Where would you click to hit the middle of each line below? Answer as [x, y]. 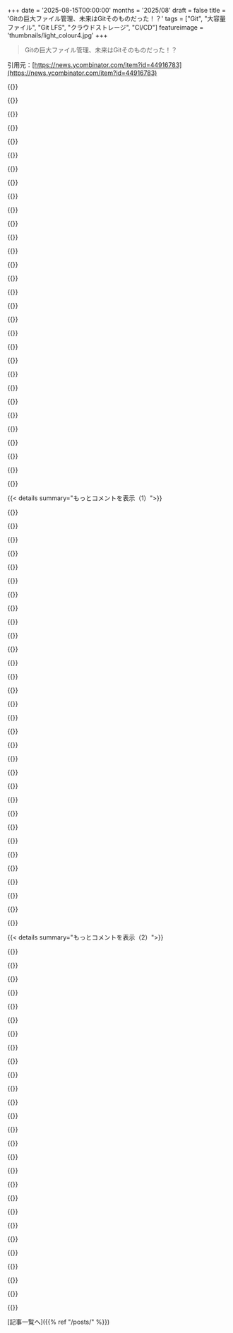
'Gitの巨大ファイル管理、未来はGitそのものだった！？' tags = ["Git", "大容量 [116, 18]
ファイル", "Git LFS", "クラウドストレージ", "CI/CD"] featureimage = [106, 27]
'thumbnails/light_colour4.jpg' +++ [58, 35]
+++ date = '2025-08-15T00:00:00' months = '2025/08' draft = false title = [116, 10]
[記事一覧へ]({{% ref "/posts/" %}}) [59, 1322]
